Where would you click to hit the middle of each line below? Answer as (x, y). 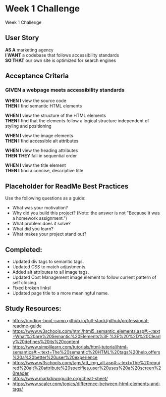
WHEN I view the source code (36, 101)
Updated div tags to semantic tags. (48, 262)
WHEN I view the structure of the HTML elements (56, 116)
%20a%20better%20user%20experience (55, 357)
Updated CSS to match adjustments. (49, 267)
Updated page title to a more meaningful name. (60, 293)
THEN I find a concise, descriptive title (44, 171)
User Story (22, 38)
